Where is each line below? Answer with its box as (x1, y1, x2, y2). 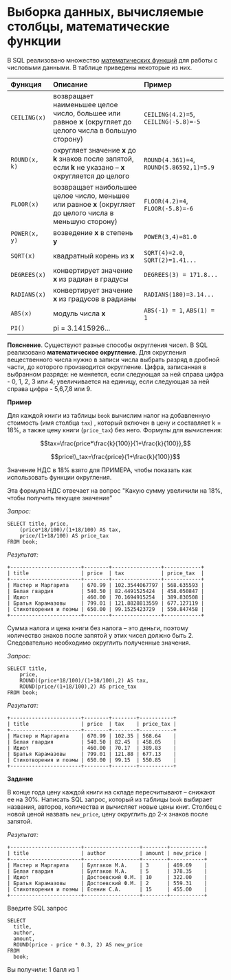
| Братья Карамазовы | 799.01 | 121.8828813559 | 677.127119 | (7, 599, 205, 607)
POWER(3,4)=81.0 (144, 233, 197, 241)
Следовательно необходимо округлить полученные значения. (7, 638, 191, 647)
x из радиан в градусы (52, 274, 129, 284)
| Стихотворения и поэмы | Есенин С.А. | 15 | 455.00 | (7, 886, 208, 893)
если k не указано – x (52, 162, 125, 172)
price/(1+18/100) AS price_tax (19, 532, 109, 539)
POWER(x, (10, 230, 39, 237)
